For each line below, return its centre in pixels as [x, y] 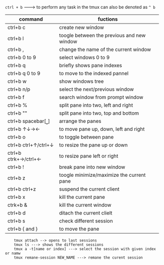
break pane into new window [92, 167]
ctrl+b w [17, 81]
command [31, 19]
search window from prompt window [101, 97]
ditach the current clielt [86, 213]
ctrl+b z [16, 178]
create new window [82, 27]
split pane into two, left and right [96, 105]
